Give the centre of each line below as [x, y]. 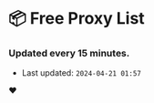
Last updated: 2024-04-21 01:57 [82, 73]
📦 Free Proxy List [77, 19]
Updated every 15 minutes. [69, 54]
